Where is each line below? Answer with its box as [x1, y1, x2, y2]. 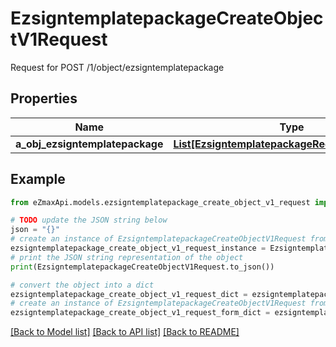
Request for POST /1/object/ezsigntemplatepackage [10, 61, 225, 73]
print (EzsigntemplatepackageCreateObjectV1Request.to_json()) [10, 262, 275, 272]
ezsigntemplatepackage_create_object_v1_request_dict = [10, 289, 248, 299]
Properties [10, 90, 78, 107]
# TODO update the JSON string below [10, 215, 168, 226]
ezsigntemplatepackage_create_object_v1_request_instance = [10, 243, 267, 254]
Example [10, 171, 66, 188]
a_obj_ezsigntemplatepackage [15, 137, 164, 151]
